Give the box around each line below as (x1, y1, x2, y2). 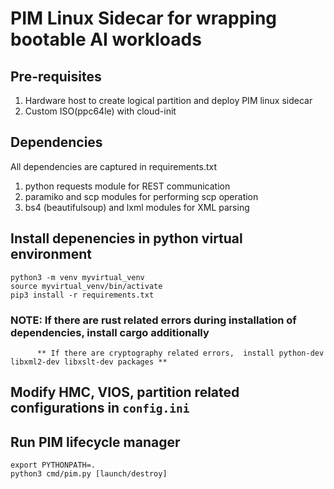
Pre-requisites (10, 68, 102, 85)
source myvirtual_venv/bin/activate (10, 281, 163, 291)
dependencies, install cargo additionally (10, 325, 210, 339)
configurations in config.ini (10, 400, 190, 417)
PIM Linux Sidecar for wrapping (10, 7, 278, 30)
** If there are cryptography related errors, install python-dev (36, 348, 325, 358)
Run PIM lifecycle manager (10, 433, 181, 451)
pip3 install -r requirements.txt (10, 290, 155, 300)
